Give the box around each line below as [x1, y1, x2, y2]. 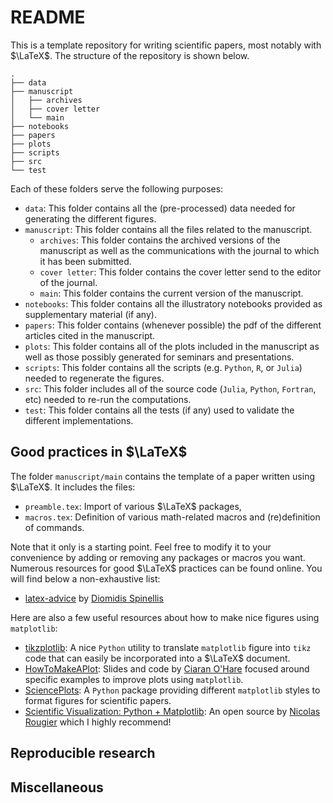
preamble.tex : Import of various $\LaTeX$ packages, [24, 500, 242, 512]
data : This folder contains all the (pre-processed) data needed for [24, 202, 296, 214]
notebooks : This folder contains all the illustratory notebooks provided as [24, 297, 323, 310]
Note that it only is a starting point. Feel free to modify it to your [10, 541, 272, 553]
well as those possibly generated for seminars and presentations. [24, 351, 295, 363]
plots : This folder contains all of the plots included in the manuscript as [24, 340, 320, 352]
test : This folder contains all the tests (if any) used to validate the [24, 404, 295, 416]
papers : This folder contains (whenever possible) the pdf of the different [24, 319, 322, 331]
